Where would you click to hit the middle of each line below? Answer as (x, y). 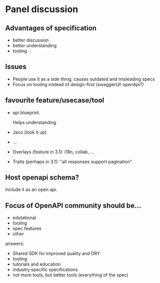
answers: (15, 244)
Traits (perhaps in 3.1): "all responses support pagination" (72, 161)
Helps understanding (34, 122)
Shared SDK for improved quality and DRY (56, 254)
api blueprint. (26, 112)
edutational (24, 218)
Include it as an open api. (31, 190)
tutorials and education (37, 264)
